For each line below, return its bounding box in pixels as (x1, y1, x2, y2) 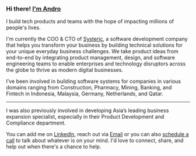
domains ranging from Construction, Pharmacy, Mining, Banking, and (6, 84, 172, 91)
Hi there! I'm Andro (6, 5, 61, 13)
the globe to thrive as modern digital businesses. (6, 67, 124, 74)
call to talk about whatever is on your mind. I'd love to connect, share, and (6, 137, 184, 144)
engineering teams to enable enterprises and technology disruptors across (6, 60, 186, 67)
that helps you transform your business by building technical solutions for (6, 41, 183, 48)
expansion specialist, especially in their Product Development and (6, 113, 164, 120)
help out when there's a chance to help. (6, 143, 101, 150)
